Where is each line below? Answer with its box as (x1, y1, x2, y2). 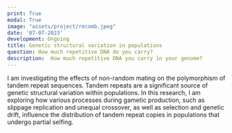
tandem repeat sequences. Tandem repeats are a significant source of (7, 81, 208, 90)
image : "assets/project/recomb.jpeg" (7, 23, 116, 30)
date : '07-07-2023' (7, 29, 64, 37)
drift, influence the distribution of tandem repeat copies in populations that (7, 110, 220, 119)
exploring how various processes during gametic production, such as (7, 96, 205, 104)
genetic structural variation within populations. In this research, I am (7, 88, 201, 96)
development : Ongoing (7, 36, 70, 43)
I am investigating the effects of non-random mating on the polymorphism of (7, 74, 226, 82)
